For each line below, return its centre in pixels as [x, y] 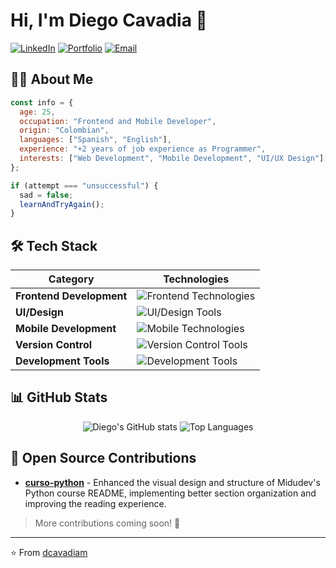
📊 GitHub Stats [59, 397]
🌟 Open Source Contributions [103, 458]
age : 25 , [37, 112]
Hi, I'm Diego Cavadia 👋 [109, 20]
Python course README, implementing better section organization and [170, 493]
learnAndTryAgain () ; [62, 204]
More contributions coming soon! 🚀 [107, 523]
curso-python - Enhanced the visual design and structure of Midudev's [172, 482]
